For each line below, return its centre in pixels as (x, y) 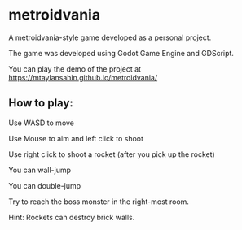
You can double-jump (45, 185)
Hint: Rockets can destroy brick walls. (72, 217)
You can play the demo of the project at (75, 69)
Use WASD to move (42, 123)
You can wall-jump (40, 170)
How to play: (41, 103)
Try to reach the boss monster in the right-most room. (99, 202)
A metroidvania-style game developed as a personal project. (110, 37)
